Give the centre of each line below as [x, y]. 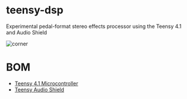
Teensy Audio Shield [39, 89]
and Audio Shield [27, 32]
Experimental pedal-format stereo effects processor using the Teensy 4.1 [94, 26]
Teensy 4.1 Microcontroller [46, 83]
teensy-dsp [35, 10]
